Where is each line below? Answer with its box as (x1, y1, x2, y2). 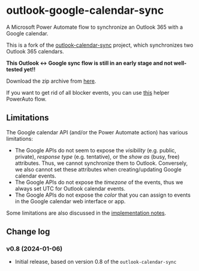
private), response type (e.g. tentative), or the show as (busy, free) (14, 153, 180, 160)
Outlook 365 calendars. (6, 47, 64, 55)
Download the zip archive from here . (6, 77, 97, 85)
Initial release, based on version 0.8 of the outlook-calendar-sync (14, 258, 177, 266)
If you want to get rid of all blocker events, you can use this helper (6, 89, 170, 96)
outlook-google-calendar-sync (6, 4, 164, 17)
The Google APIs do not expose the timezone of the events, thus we (14, 178, 183, 186)
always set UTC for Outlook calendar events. (14, 185, 126, 192)
